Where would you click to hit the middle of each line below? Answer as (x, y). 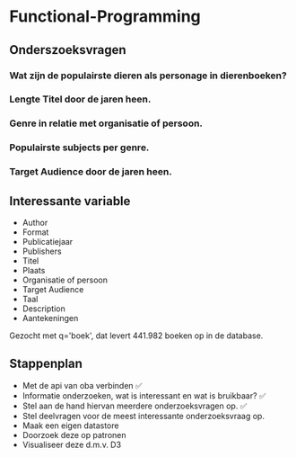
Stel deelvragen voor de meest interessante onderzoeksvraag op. (143, 416)
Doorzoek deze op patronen (74, 435)
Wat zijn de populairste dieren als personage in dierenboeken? (148, 76)
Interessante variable (70, 201)
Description (44, 309)
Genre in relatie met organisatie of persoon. (106, 123)
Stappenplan (46, 364)
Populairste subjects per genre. (79, 148)
